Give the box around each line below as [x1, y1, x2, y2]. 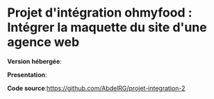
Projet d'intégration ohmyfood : [7, 5, 192, 21]
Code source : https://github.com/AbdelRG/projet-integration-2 [7, 84, 186, 92]
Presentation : [7, 71, 47, 79]
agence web [7, 35, 80, 50]
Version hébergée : [7, 57, 63, 65]
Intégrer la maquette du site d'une [7, 19, 207, 35]
